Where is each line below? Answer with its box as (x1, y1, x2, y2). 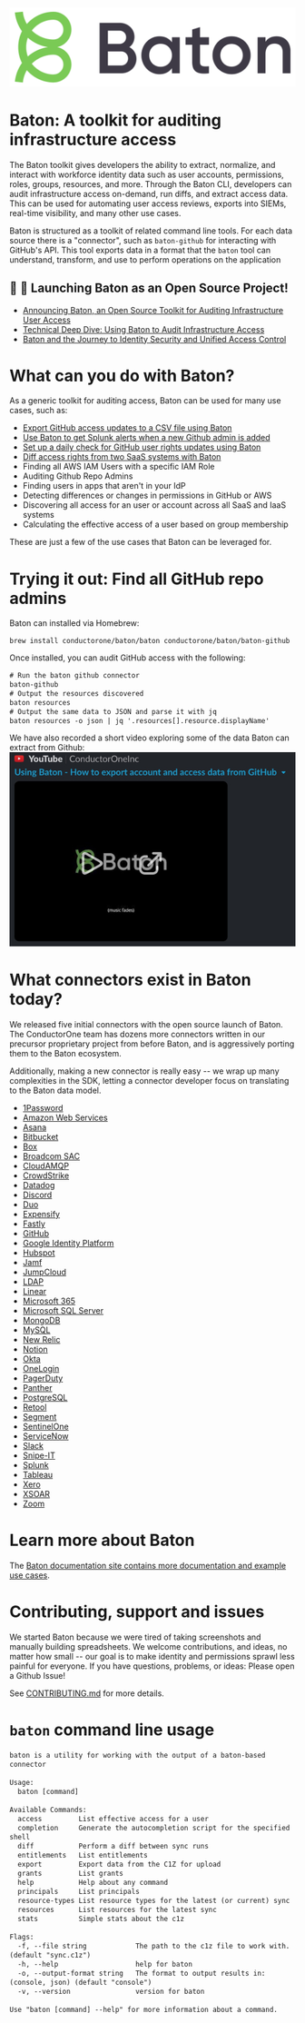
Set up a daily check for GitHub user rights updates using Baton (22, 441, 261, 452)
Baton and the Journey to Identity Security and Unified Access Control (22, 333, 287, 344)
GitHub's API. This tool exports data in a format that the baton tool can (9, 244, 271, 255)
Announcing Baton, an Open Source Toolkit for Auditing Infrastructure (22, 304, 284, 315)
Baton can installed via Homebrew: (9, 618, 140, 629)
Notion (22, 1344, 48, 1355)
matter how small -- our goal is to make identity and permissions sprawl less (9, 1651, 295, 1661)
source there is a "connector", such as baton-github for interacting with (9, 234, 277, 245)
